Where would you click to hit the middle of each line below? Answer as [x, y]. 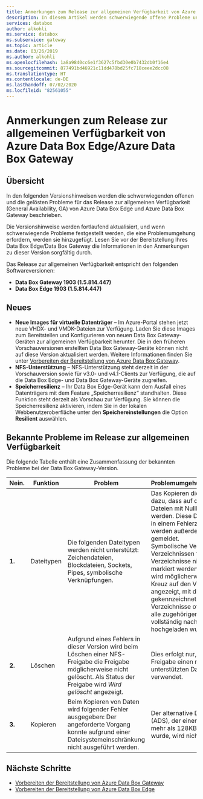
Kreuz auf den [171, 584]
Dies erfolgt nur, [174, 654]
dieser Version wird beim [103, 646]
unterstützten [170, 669]
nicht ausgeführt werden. [103, 747]
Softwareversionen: [31, 270]
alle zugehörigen [175, 614]
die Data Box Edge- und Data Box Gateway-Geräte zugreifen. [91, 380]
